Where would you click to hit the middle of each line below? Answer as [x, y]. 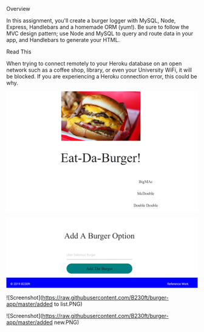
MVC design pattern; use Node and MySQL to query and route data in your [100, 33]
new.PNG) [66, 322]
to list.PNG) [68, 304]
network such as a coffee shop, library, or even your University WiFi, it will [99, 70]
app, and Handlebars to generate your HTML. [63, 40]
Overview [18, 9]
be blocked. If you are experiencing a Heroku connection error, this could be [102, 76]
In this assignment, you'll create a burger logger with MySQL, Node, [91, 20]
